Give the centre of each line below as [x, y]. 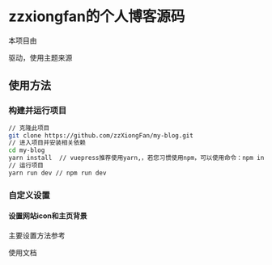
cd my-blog [27, 150]
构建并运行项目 [38, 111]
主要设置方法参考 [37, 235]
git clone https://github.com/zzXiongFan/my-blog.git [101, 135]
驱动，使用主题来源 [40, 57]
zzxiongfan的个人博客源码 [97, 17]
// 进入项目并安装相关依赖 [47, 143]
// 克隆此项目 [29, 128]
